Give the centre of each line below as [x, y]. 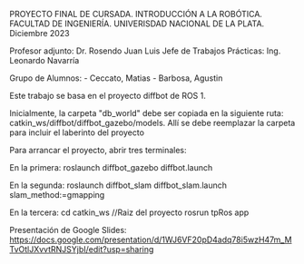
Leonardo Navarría [44, 60]
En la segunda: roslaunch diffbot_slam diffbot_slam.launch [118, 185]
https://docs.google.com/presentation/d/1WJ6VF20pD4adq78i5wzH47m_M [151, 240]
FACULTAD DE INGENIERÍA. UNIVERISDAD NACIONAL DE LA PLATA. [137, 24]
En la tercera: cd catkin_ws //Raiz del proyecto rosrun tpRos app [129, 212]
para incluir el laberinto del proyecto [77, 132]
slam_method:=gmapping [57, 195]
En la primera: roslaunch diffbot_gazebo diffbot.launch [111, 167]
